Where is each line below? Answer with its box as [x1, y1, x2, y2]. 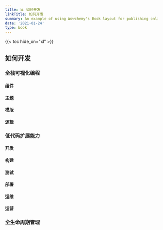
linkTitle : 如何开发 [5, 12, 44, 17]
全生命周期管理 [5, 219, 40, 226]
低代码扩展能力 [5, 132, 40, 139]
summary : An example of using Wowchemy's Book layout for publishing [5, 16, 149, 21]
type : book [5, 25, 27, 30]
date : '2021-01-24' [5, 20, 45, 26]
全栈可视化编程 [5, 70, 40, 77]
